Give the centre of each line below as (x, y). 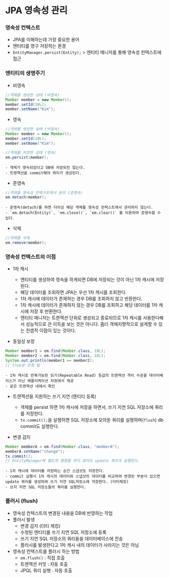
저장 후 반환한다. (46, 312)
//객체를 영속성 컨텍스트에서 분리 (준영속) (44, 192)
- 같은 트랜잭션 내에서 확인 (30, 386)
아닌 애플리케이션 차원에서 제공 (46, 381)
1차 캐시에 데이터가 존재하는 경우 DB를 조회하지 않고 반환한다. (81, 299)
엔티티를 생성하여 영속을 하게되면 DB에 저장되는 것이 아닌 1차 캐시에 (87, 280)
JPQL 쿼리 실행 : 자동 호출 (46, 570)
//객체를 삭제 (18, 238)
